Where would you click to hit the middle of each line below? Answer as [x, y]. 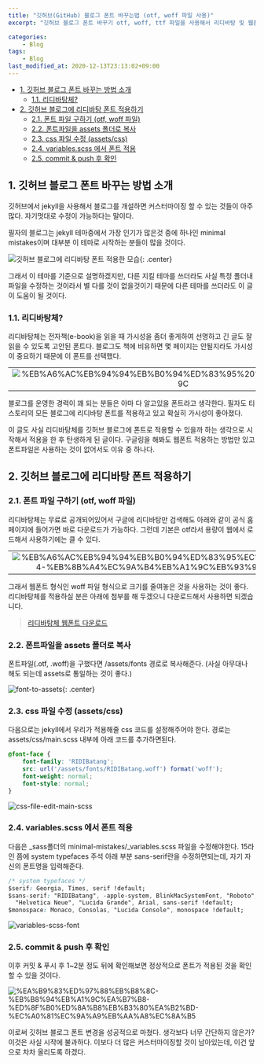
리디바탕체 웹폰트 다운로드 [68, 623]
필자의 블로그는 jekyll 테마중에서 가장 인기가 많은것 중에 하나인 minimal [117, 232]
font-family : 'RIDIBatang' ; [68, 762]
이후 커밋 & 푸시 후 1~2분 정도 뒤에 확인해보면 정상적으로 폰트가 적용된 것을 [123, 966]
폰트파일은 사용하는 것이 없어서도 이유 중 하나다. [82, 449]
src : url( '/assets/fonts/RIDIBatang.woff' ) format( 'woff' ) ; [123, 769]
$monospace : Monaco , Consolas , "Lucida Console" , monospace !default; [126, 910]
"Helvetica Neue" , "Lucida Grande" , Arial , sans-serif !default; [125, 903]
